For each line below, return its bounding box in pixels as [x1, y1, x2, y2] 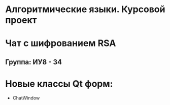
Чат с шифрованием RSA [5, 38, 116, 49]
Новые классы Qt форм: [5, 78, 113, 89]
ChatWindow [12, 95, 40, 101]
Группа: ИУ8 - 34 [5, 57, 62, 66]
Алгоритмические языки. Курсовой [5, 4, 165, 15]
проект [5, 14, 37, 26]
